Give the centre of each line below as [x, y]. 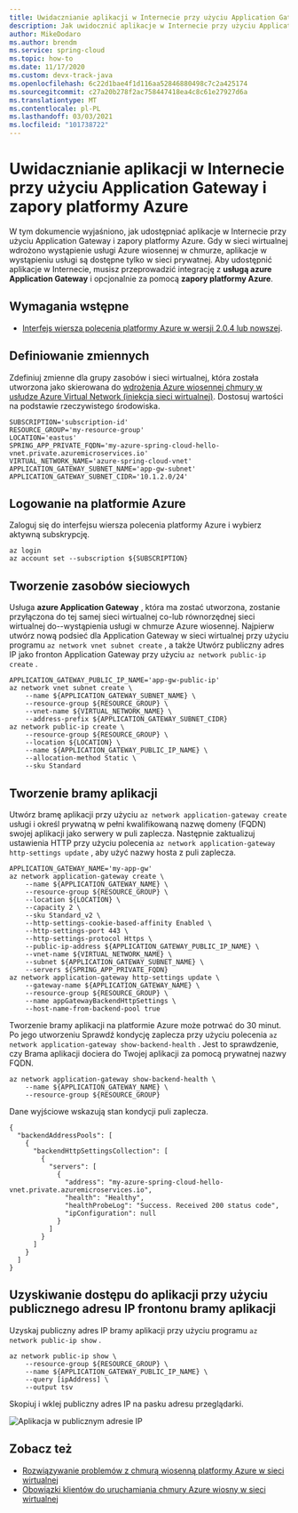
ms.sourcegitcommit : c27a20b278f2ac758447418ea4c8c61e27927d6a [129, 92]
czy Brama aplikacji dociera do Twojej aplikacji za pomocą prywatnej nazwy [148, 1054]
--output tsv [49, 1387]
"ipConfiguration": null [111, 1213]
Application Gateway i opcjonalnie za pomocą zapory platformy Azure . [141, 278]
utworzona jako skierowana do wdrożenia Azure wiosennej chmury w [136, 387]
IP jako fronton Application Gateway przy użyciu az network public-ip [138, 655]
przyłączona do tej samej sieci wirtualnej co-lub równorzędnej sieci [132, 617]
